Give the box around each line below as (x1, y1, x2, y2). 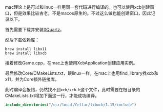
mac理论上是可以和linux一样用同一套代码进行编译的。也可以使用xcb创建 (5, 4, 150, 10)
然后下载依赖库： (5, 37, 40, 43)
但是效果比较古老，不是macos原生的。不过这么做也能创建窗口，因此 (13, 10, 151, 16)
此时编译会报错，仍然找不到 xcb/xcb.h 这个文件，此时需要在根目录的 (5, 87, 141, 92)
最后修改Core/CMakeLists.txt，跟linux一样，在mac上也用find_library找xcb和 (5, 70, 159, 76)
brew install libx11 (5, 47, 47, 51)
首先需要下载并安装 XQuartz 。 (5, 27, 64, 32)
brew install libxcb (5, 51, 47, 56)
